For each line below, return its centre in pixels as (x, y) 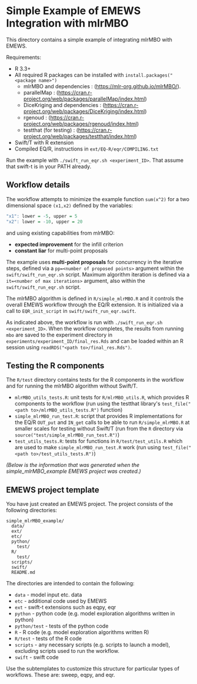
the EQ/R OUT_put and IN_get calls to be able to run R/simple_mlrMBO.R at (102, 422)
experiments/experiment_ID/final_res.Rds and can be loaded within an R (95, 341)
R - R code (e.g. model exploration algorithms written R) (82, 632)
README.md (23, 573)
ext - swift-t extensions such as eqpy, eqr (65, 608)
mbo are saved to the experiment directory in (59, 335)
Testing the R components (55, 366)
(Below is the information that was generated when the (73, 465)
